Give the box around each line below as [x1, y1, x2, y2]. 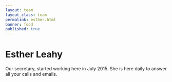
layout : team [5, 7, 33, 13]
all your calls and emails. [5, 71, 58, 77]
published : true [5, 27, 40, 32]
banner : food [5, 22, 33, 27]
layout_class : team [5, 12, 47, 17]
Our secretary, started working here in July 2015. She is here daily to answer [5, 66, 167, 72]
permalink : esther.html [5, 17, 56, 22]
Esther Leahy [5, 49, 63, 60]
